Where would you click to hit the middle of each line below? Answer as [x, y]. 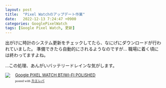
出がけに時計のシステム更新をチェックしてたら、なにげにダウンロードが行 [81, 43]
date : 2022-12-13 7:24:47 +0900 [41, 19]
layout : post [19, 10]
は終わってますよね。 [27, 55]
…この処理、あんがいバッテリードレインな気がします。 [61, 66]
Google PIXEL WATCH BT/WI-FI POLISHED [55, 75]
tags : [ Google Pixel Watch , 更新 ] [40, 28]
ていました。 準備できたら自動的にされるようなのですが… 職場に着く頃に [84, 49]
